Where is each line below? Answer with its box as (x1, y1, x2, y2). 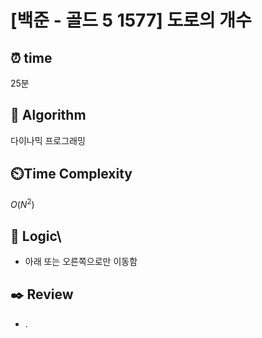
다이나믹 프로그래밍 (10, 134, 86, 146)
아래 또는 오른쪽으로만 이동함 (24, 256, 138, 268)
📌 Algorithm (10, 107, 87, 124)
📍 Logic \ (10, 227, 62, 245)
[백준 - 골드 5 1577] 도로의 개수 (10, 9, 252, 32)
